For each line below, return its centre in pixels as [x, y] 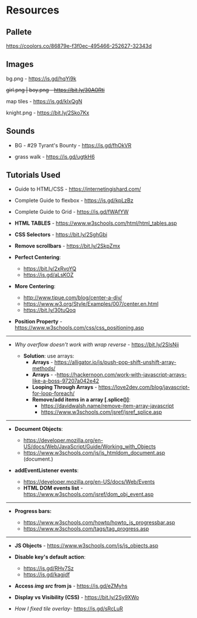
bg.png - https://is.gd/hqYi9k [41, 78]
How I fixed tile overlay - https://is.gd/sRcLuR [69, 609]
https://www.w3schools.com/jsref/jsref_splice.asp [101, 412]
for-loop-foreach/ [53, 393]
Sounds [21, 131]
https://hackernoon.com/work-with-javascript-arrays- [122, 375]
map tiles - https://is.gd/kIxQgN [44, 101]
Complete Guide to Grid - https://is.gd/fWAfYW [72, 212]
